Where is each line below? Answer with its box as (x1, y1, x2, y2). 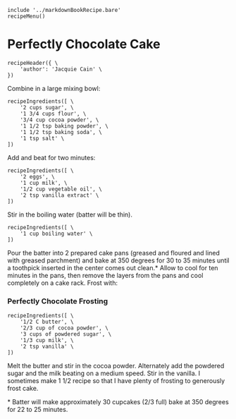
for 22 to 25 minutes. (7, 406, 68, 414)
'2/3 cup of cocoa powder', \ (20, 324, 109, 332)
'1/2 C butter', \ (20, 318, 74, 326)
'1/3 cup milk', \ (20, 337, 74, 344)
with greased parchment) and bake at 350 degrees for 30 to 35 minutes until (7, 256, 230, 265)
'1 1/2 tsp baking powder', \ (20, 122, 109, 130)
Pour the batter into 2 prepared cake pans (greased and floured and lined (7, 248, 221, 257)
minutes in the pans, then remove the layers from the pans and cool (7, 271, 204, 279)
